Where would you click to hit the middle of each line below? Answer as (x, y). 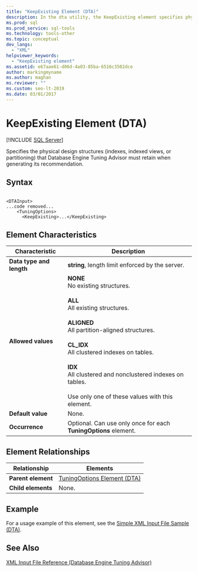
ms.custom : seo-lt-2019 (35, 89)
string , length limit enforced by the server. (126, 265)
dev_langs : (19, 45)
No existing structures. (99, 286)
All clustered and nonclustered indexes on (126, 374)
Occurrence (26, 427)
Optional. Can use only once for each (119, 424)
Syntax (19, 182)
